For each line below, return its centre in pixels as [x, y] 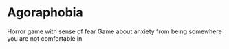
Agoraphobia [45, 13]
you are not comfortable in [45, 38]
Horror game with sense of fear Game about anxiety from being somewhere [115, 31]
